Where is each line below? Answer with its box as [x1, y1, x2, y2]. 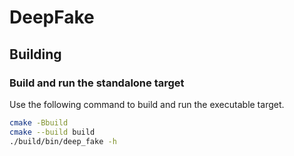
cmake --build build [9, 127, 96, 137]
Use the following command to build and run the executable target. [9, 98, 285, 110]
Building [9, 46, 62, 63]
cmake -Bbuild [9, 117, 69, 128]
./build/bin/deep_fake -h [9, 136, 117, 146]
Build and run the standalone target [9, 76, 185, 90]
